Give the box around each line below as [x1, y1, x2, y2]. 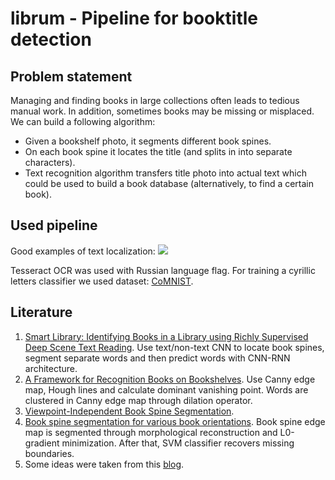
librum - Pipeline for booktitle [10, 7, 258, 30]
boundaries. [24, 447, 75, 459]
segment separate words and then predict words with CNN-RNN [24, 352, 291, 364]
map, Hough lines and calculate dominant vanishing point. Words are [24, 383, 309, 396]
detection [10, 28, 92, 51]
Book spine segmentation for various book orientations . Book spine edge [24, 415, 326, 427]
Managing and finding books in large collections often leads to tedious [10, 95, 300, 106]
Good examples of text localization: [10, 245, 156, 257]
